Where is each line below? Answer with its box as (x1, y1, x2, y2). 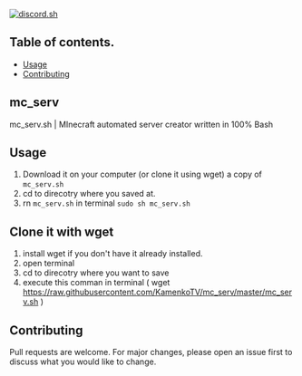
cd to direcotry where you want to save (22, 267, 170, 278)
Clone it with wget (9, 224, 114, 239)
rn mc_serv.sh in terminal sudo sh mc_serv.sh (22, 198, 190, 208)
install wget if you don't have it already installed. (22, 248, 203, 259)
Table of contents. (9, 34, 115, 50)
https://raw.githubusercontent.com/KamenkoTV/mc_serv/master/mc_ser (22, 286, 293, 298)
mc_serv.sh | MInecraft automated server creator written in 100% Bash (9, 119, 274, 130)
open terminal (22, 258, 75, 269)
